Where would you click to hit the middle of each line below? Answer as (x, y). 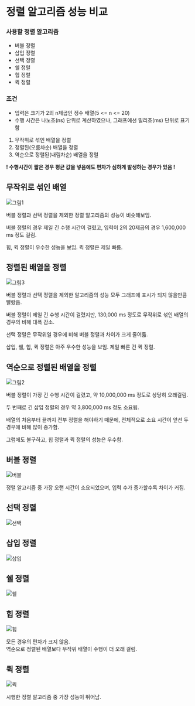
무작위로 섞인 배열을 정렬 (43, 140)
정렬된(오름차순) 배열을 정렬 (46, 147)
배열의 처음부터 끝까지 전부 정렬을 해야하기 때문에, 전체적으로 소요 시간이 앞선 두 (97, 420)
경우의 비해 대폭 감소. (30, 322)
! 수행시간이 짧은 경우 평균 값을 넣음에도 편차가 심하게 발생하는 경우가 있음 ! (91, 167)
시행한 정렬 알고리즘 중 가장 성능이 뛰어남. (54, 697)
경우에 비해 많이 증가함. (33, 427)
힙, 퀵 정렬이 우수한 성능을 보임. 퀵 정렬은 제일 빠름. (64, 247)
